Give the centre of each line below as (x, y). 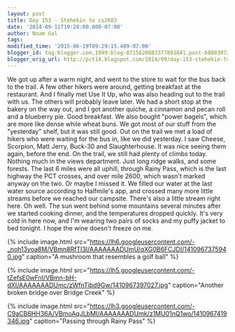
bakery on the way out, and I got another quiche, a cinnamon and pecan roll (116, 109)
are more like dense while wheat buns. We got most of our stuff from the (112, 124)
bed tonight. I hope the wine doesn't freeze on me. (80, 228)
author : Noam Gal (33, 33)
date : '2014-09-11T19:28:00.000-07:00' (65, 27)
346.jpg (19, 321)
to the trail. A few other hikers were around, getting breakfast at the (104, 87)
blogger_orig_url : (34, 60)
